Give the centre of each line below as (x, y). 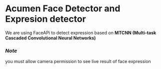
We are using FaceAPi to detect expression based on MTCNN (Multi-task (81, 33)
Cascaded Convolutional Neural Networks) (51, 38)
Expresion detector (46, 19)
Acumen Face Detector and (63, 9)
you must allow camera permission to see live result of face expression (78, 62)
